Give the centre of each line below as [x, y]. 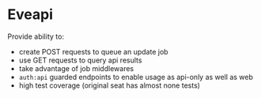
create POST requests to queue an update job [93, 51]
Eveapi [30, 15]
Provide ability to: [36, 36]
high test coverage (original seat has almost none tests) [110, 85]
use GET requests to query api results [80, 60]
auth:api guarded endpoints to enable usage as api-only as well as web [136, 77]
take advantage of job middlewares [76, 68]
